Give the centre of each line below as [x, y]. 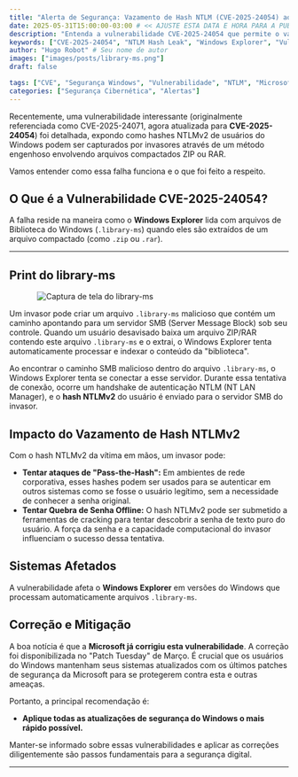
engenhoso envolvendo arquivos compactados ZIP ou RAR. [118, 154]
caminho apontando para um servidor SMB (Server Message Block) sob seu [149, 323]
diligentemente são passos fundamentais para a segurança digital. [131, 754]
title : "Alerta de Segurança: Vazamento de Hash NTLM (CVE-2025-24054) [144, 17]
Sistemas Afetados [63, 567]
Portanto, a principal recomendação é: [79, 701]
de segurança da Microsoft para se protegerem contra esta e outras [133, 674]
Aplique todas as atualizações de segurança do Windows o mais [143, 718]
